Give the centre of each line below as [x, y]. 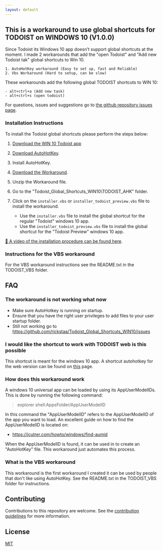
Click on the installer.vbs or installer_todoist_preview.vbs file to [81, 201]
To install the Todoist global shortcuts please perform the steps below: [77, 134]
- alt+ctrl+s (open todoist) [35, 96]
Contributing [25, 499]
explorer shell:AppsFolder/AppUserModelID [61, 405]
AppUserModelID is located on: [37, 425]
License [17, 531]
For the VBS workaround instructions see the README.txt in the [70, 265]
